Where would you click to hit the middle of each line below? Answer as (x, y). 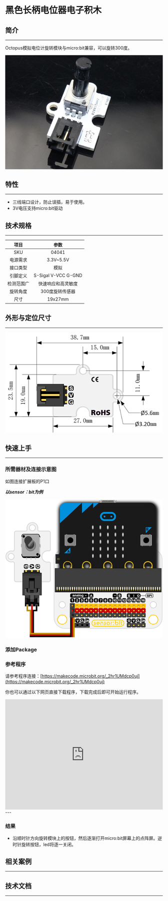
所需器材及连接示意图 (31, 469)
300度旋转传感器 (58, 291)
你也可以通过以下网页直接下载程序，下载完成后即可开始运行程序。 (73, 692)
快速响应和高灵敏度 (58, 283)
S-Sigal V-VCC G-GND (58, 275)
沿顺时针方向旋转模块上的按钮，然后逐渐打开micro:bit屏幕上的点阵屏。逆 (87, 838)
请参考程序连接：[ (24, 676)
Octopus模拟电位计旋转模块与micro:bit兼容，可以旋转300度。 (69, 48)
